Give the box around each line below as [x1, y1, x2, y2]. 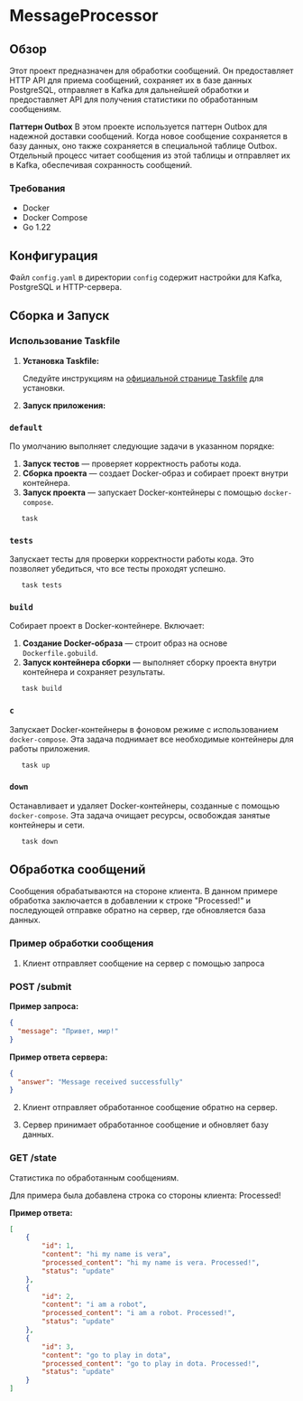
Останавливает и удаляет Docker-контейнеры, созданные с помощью [9, 800, 280, 811]
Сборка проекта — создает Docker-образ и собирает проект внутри [22, 468, 289, 479]
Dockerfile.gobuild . [22, 648, 98, 658]
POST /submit [9, 980, 72, 993]
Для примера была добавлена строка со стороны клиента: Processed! [9, 1190, 281, 1200]
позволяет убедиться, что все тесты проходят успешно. [9, 564, 226, 574]
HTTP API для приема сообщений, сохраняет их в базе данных [9, 75, 252, 86]
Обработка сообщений [9, 862, 146, 877]
